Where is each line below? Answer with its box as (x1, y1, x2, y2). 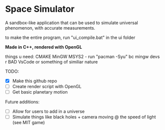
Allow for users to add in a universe (12, 108, 85, 114)
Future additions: (5, 99, 40, 105)
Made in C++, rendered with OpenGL (5, 44, 82, 50)
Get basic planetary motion (12, 89, 68, 95)
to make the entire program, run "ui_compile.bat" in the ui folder (5, 34, 135, 40)
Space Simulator (5, 3, 75, 15)
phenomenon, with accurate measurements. (5, 25, 96, 31)
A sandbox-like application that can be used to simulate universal (5, 20, 138, 26)
